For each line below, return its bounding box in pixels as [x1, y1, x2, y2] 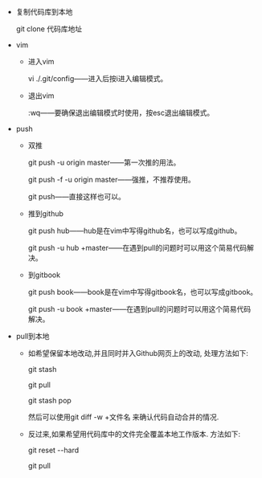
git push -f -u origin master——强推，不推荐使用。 [27, 175, 195, 184]
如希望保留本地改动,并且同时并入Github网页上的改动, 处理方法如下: [27, 349, 249, 357]
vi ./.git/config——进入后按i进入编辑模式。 [27, 74, 168, 83]
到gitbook [27, 270, 61, 280]
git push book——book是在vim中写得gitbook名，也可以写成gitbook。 [27, 288, 258, 296]
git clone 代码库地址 [15, 24, 83, 34]
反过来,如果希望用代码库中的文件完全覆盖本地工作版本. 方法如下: [27, 429, 241, 439]
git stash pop [27, 396, 72, 405]
